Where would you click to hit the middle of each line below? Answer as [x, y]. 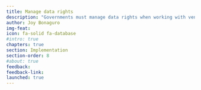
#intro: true [22, 39]
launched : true [25, 78]
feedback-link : [25, 72]
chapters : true [25, 45]
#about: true [22, 61]
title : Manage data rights [40, 12]
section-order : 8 [28, 56]
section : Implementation [37, 50]
